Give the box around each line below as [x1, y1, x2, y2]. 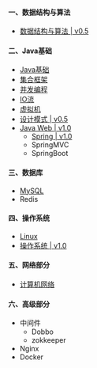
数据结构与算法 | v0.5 [19, 26, 89, 36]
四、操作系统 [8, 214, 50, 223]
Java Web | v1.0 [19, 123, 72, 133]
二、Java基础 [8, 46, 53, 55]
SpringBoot [31, 149, 69, 158]
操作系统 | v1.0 [19, 241, 67, 250]
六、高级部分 [8, 299, 50, 309]
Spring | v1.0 [31, 131, 73, 142]
